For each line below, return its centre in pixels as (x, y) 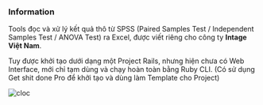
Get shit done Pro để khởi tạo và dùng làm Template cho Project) (114, 78)
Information (31, 12)
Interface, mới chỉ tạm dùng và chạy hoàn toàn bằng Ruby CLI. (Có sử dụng (132, 69)
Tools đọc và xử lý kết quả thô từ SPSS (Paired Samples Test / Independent (131, 29)
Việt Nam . (25, 46)
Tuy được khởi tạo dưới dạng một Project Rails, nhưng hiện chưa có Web (126, 61)
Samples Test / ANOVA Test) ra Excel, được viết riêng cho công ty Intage (128, 37)
